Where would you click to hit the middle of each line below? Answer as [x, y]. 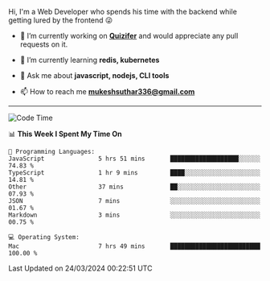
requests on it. [44, 44]
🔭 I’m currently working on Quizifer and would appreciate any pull [129, 36]
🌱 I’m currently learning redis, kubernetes [90, 60]
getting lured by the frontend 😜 [61, 20]
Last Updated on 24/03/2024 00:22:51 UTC [80, 268]
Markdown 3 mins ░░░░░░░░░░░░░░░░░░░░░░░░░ [135, 215]
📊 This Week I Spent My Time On [65, 134]
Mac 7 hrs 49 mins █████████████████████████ [135, 246]
